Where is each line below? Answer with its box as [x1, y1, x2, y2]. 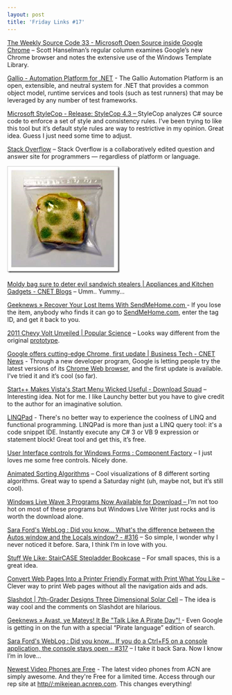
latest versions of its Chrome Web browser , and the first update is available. [7, 364, 223, 372]
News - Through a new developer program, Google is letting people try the [7, 356, 220, 365]
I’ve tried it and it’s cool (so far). [7, 371, 98, 380]
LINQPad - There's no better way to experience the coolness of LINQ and [7, 413, 217, 422]
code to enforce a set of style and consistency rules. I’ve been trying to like [7, 116, 222, 125]
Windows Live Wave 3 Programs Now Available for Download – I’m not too [7, 497, 219, 505]
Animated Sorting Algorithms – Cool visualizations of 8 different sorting [7, 469, 210, 478]
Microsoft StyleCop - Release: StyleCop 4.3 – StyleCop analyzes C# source [7, 109, 223, 118]
